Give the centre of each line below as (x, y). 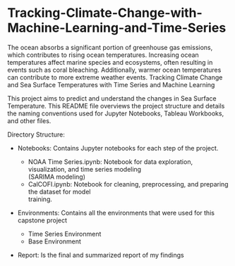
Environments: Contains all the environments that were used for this (116, 213)
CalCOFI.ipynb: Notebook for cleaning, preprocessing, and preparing (128, 184)
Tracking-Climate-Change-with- (105, 13)
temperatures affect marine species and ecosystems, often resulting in (110, 62)
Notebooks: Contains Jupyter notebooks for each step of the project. (118, 148)
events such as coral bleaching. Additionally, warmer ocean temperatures (114, 70)
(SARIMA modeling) (57, 177)
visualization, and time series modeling (85, 169)
